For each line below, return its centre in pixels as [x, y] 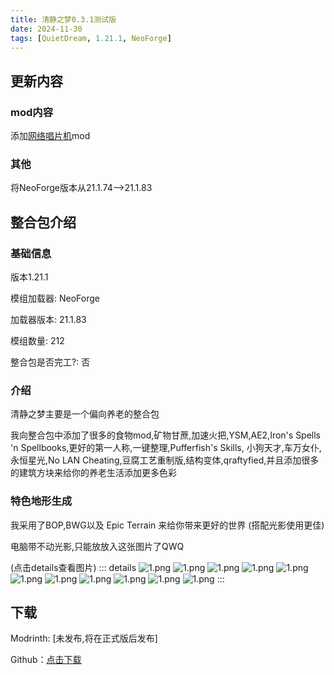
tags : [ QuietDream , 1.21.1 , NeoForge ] [91, 38]
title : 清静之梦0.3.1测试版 [63, 19]
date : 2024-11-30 [46, 29]
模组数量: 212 [37, 341]
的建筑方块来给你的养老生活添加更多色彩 [93, 473]
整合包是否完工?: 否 [50, 362]
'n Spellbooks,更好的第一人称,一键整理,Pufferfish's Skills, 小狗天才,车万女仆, [166, 448]
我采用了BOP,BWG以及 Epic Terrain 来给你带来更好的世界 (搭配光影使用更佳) [167, 525]
